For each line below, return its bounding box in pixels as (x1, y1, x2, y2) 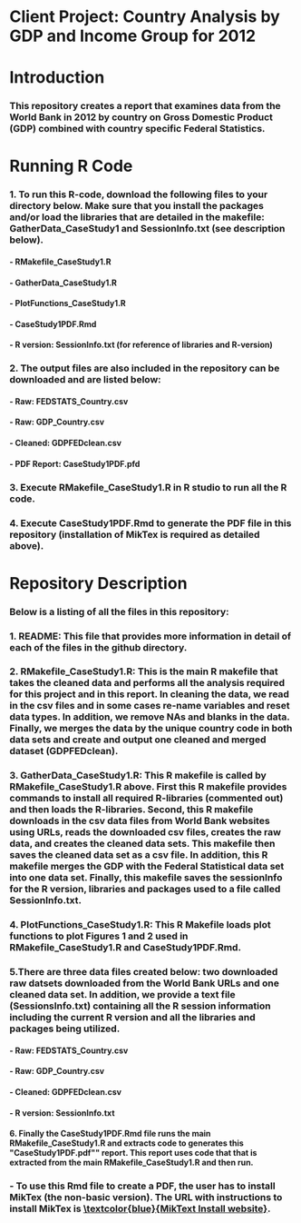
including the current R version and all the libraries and (9, 1011, 256, 1024)
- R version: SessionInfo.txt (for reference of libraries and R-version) (9, 339, 274, 351)
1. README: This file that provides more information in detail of (9, 630, 292, 642)
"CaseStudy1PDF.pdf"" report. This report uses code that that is (9, 1148, 257, 1158)
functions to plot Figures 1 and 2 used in (9, 930, 189, 942)
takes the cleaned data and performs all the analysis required (9, 677, 286, 690)
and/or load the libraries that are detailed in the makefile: (9, 211, 265, 224)
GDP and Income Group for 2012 (9, 25, 257, 46)
